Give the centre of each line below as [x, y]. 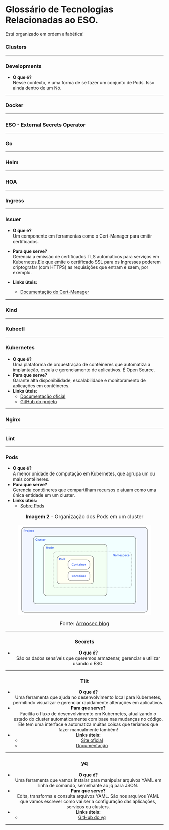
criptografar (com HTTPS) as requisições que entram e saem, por [80, 267]
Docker [14, 105]
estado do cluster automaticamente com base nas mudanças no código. [88, 719]
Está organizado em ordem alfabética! [45, 34]
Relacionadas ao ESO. [52, 20]
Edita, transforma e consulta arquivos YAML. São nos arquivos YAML [88, 796]
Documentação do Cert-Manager [55, 292]
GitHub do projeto [38, 401]
